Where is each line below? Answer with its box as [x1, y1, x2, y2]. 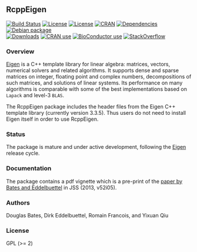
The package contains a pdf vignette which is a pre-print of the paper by [6, 178, 183, 185]
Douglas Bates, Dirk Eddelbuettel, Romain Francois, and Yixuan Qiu [6, 212, 169, 219]
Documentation [6, 164, 52, 172]
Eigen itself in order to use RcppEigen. [6, 115, 99, 122]
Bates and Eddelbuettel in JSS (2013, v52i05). [6, 184, 117, 191]
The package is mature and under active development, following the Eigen [6, 144, 186, 151]
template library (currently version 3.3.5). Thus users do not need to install [6, 110, 186, 117]
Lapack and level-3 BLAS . [6, 92, 65, 99]
